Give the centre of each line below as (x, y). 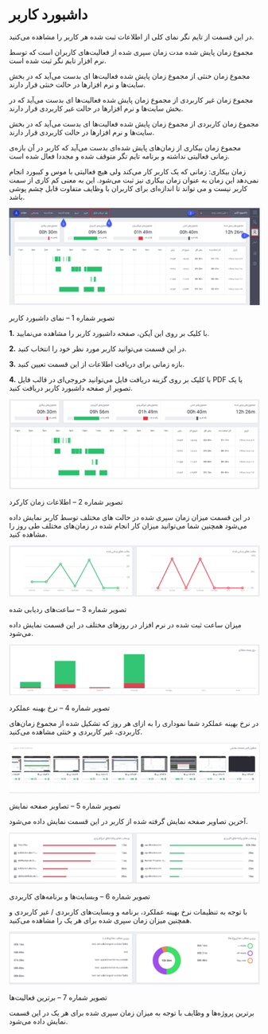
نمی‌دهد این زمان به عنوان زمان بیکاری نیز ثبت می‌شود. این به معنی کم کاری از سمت (134, 180)
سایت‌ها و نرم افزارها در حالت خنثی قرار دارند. (78, 84)
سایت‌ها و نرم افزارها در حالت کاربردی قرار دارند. (82, 132)
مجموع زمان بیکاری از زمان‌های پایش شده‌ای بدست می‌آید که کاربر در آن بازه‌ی (125, 147)
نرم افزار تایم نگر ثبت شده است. (58, 60)
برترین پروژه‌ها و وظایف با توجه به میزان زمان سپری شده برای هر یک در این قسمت (132, 1013)
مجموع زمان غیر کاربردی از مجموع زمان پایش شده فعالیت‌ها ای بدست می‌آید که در (131, 99)
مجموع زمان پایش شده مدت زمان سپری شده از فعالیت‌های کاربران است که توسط (131, 52)
